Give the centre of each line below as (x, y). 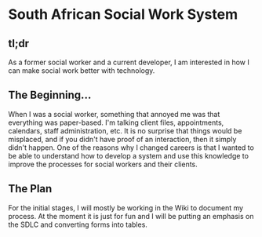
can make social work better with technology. (82, 71)
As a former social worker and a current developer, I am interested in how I (129, 62)
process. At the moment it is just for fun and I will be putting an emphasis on (131, 216)
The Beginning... (50, 95)
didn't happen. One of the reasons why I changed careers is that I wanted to (131, 148)
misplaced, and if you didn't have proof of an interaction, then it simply (122, 139)
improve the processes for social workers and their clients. (103, 164)
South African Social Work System (123, 15)
